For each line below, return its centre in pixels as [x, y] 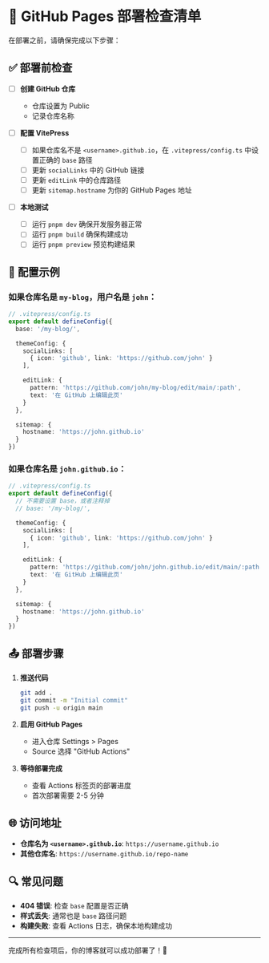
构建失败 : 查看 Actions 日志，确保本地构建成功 [96, 926]
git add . [36, 693]
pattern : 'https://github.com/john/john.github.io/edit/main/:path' [146, 567]
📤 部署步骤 [36, 653]
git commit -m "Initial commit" [74, 700]
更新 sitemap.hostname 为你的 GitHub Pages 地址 [112, 190]
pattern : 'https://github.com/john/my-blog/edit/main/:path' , [135, 388]
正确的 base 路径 [66, 160]
